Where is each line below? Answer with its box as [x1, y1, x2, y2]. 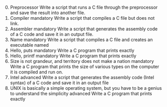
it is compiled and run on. [10, 69, 63, 75]
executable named [10, 42, 49, 48]
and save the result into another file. [10, 10, 86, 16]
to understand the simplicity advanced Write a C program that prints [10, 91, 152, 96]
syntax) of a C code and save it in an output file [10, 80, 109, 86]
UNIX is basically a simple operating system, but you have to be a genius [10, 85, 162, 91]
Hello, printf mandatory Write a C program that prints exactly [10, 53, 137, 59]
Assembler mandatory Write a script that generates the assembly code [10, 26, 158, 32]
